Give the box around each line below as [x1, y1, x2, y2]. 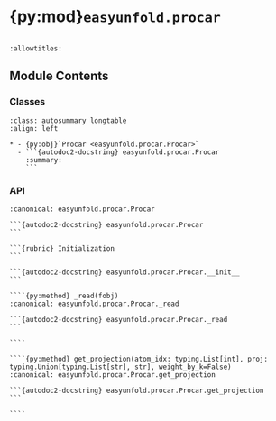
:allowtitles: [9, 43, 63, 53]
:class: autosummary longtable [9, 115, 127, 125]
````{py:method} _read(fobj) [9, 291, 119, 300]
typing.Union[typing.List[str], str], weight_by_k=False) [9, 362, 232, 371]
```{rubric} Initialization [9, 243, 115, 253]
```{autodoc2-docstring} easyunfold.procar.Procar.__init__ [9, 268, 241, 277]
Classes [9, 96, 46, 108]
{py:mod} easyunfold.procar [9, 6, 221, 27]
